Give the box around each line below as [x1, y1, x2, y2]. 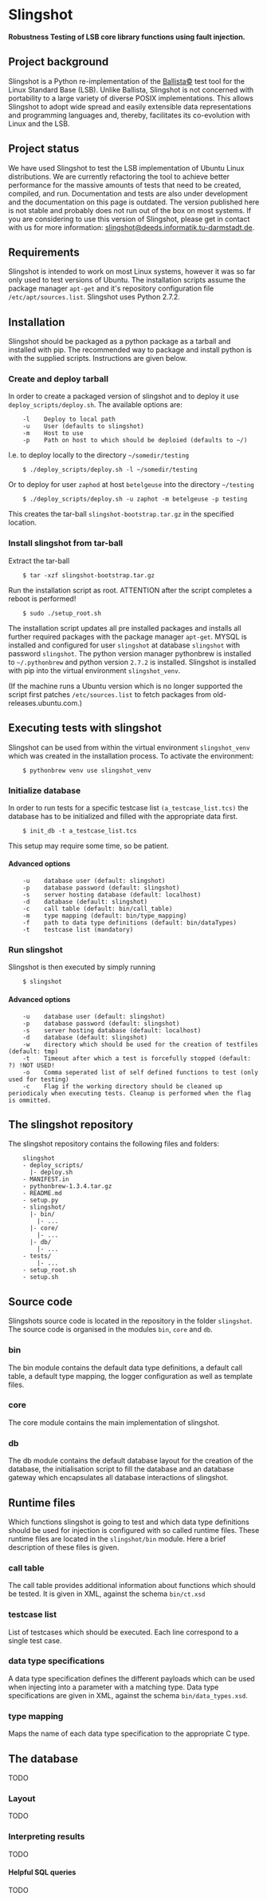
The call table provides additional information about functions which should [8, 1581, 256, 1590]
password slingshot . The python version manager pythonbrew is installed [8, 648, 252, 658]
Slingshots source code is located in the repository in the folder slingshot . [8, 1316, 253, 1326]
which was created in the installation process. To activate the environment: [8, 750, 254, 760]
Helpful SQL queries [8, 1867, 77, 1877]
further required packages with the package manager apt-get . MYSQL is [8, 632, 247, 641]
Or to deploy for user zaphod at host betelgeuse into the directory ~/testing [8, 480, 255, 489]
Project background [8, 55, 109, 69]
